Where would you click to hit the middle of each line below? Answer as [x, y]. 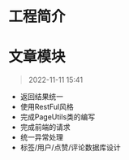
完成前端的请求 [45, 128]
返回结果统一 [41, 97]
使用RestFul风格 [47, 107]
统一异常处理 [41, 137]
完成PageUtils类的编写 [58, 117]
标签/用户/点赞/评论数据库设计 [70, 148]
